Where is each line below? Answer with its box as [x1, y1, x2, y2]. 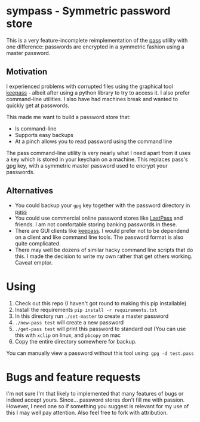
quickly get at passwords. [6, 102, 70, 109]
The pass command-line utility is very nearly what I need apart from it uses [6, 149, 191, 156]
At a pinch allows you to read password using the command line [14, 138, 173, 145]
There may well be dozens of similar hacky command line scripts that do [14, 246, 193, 253]
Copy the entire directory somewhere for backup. [14, 338, 137, 345]
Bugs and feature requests [6, 370, 141, 384]
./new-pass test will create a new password [14, 318, 124, 326]
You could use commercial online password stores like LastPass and [14, 214, 183, 221]
